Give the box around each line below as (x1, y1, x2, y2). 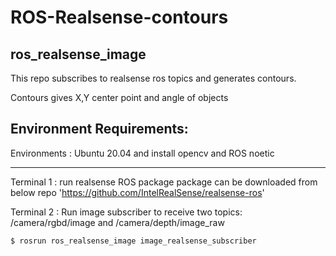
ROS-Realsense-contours (10, 6, 229, 29)
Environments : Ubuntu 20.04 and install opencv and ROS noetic (10, 147, 275, 159)
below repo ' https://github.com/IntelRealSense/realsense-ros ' (10, 186, 265, 198)
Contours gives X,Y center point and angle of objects (10, 92, 229, 103)
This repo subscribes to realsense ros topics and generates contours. (10, 72, 297, 84)
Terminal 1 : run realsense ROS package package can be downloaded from (10, 176, 318, 188)
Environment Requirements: (10, 121, 189, 138)
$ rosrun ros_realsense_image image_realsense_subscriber (10, 236, 257, 246)
